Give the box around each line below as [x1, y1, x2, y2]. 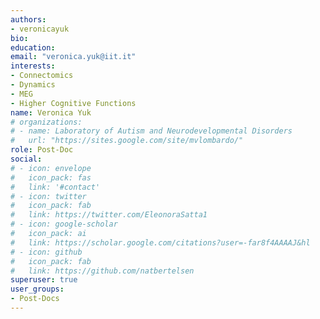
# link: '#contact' [10, 182, 101, 192]
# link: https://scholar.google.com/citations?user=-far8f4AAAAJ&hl [10, 237, 311, 248]
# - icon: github [10, 247, 83, 257]
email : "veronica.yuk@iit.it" [10, 52, 137, 62]
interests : [10, 61, 56, 71]
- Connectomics [10, 71, 74, 81]
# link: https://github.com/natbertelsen [10, 266, 195, 276]
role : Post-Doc [10, 145, 74, 155]
